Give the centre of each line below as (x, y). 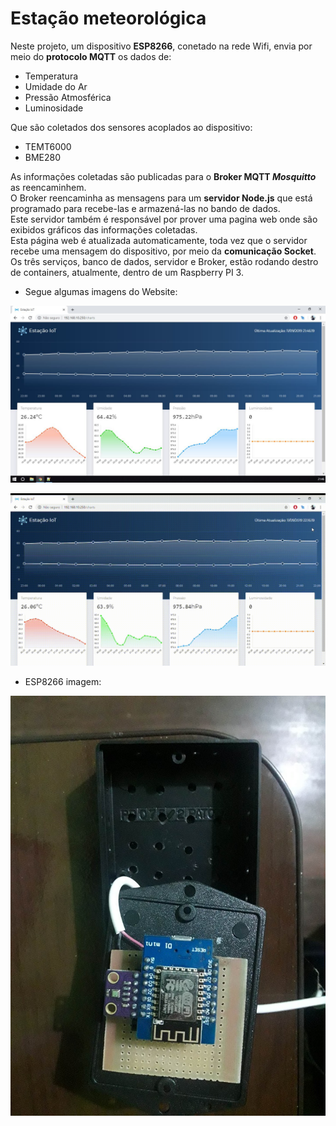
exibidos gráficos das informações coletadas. (104, 229)
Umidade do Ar (56, 86)
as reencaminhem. (48, 187)
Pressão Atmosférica (68, 97)
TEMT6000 (48, 146)
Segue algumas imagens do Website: (101, 291)
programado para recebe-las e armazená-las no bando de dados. (145, 208)
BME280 (43, 157)
